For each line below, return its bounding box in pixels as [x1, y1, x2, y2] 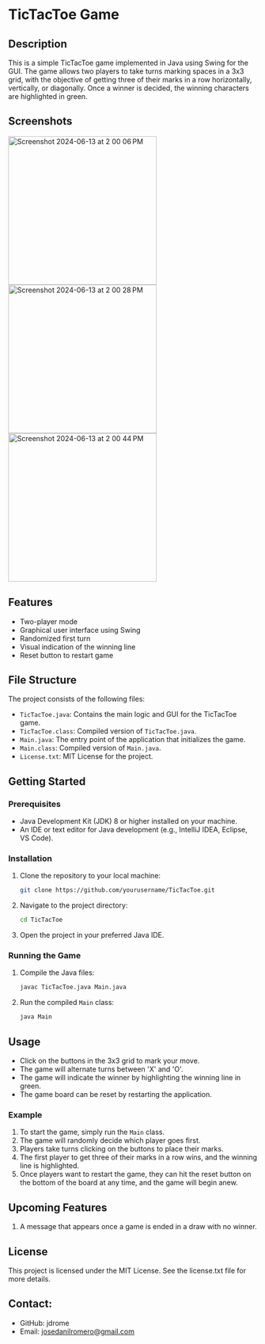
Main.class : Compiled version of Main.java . [19, 743, 161, 753]
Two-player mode [19, 616, 78, 626]
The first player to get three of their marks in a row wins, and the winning [19, 1152, 258, 1162]
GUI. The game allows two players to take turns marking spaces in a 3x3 [8, 67, 244, 76]
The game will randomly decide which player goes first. [19, 1136, 201, 1145]
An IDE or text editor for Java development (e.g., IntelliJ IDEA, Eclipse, [19, 825, 248, 835]
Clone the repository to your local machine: [19, 871, 161, 881]
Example [8, 1109, 43, 1120]
